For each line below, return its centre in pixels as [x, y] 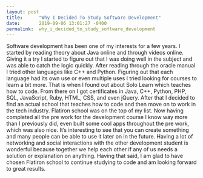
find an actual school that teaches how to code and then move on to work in [101, 104]
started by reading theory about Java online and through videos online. [95, 53]
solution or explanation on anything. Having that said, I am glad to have [95, 156]
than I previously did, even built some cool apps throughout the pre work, [98, 124]
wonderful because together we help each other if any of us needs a [92, 149]
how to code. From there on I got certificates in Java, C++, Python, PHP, [96, 91]
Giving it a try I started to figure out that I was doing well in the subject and [99, 59]
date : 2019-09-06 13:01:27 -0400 [57, 23]
